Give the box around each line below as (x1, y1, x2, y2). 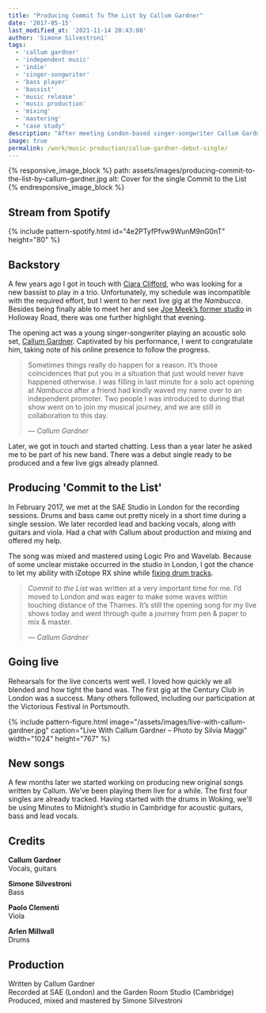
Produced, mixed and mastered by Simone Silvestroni (8, 996, 184, 1006)
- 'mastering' (15, 115, 62, 123)
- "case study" (15, 122, 66, 130)
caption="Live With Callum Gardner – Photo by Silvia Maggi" (50, 725, 248, 735)
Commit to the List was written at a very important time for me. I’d (27, 583, 241, 592)
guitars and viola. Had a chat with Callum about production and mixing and (8, 527, 252, 537)
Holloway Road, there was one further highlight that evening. (8, 313, 207, 322)
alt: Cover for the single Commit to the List (108, 174, 247, 184)
